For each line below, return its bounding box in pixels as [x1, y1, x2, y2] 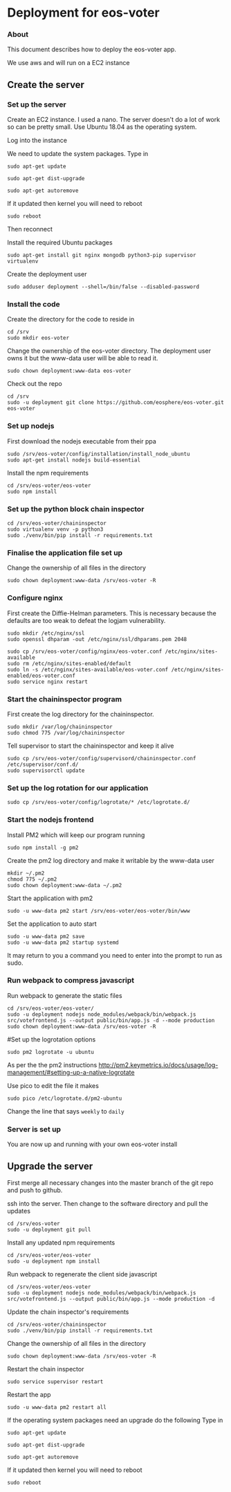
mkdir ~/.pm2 [7, 870, 45, 877]
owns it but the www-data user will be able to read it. [7, 354, 158, 362]
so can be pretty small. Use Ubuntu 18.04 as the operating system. [7, 123, 197, 131]
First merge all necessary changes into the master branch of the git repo [7, 1178, 214, 1186]
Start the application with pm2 [7, 894, 93, 902]
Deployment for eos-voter [7, 5, 160, 21]
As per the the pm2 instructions [7, 1060, 98, 1069]
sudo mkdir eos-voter [7, 335, 70, 342]
